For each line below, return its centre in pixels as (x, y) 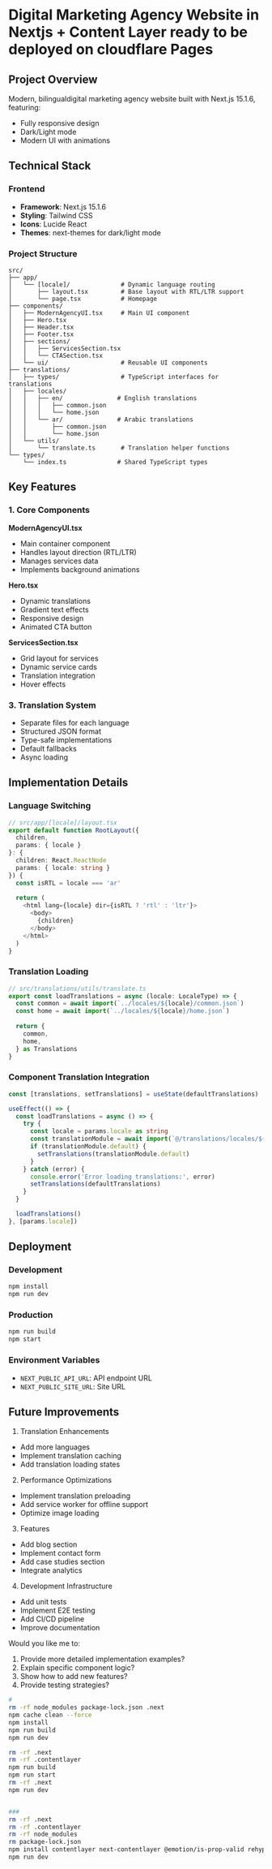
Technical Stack (50, 166)
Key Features (42, 487)
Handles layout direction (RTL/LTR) (79, 552)
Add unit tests (43, 1602)
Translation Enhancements (64, 1432)
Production (31, 1315)
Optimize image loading (59, 1513)
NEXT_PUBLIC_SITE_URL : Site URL (73, 1386)
